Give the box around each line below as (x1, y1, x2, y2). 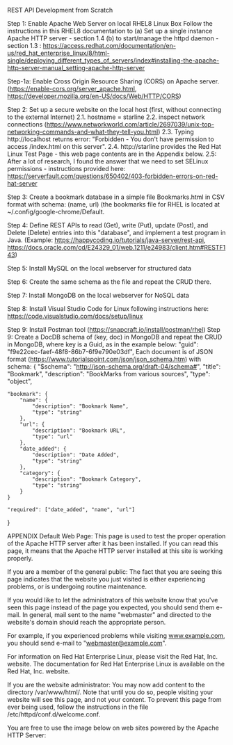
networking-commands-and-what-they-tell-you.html (7, 128, 159, 136)
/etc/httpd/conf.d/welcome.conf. (7, 710, 101, 719)
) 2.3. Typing (157, 128, 195, 136)
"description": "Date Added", (32, 451, 120, 458)
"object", (7, 377, 33, 385)
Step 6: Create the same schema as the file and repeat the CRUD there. (7, 278, 212, 286)
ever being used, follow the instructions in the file (7, 703, 149, 711)
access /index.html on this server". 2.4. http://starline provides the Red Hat (7, 143, 221, 150)
